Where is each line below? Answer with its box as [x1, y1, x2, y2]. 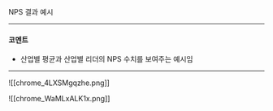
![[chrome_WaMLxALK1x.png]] [8, 94, 110, 104]
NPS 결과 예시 [8, 7, 54, 16]
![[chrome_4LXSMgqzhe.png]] [8, 78, 110, 88]
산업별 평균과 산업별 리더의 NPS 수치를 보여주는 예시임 [19, 54, 193, 64]
